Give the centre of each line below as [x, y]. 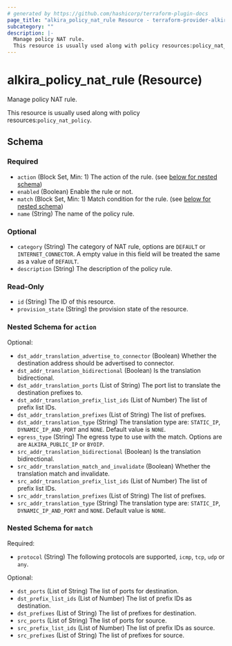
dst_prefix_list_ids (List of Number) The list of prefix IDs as [104, 598]
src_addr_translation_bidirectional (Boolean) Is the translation [109, 451]
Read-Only [26, 286]
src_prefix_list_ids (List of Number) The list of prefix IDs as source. [116, 627]
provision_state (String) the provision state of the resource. [103, 309]
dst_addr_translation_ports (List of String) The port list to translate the [119, 385]
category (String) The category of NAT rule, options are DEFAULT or [111, 246]
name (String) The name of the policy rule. [76, 213]
